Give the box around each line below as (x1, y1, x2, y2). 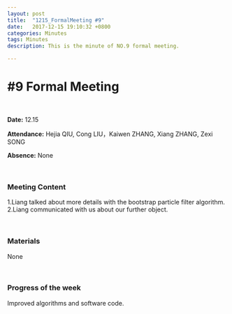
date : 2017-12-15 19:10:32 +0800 (7, 23, 111, 30)
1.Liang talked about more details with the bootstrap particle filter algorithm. (7, 198, 226, 207)
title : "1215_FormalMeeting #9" (7, 17, 105, 24)
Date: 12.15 (7, 115, 39, 124)
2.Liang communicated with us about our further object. (7, 205, 168, 214)
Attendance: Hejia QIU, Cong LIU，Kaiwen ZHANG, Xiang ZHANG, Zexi (7, 130, 213, 138)
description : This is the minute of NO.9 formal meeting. (7, 43, 180, 50)
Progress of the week (7, 283, 82, 293)
